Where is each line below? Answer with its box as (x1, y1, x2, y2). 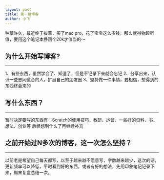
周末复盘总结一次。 (13, 169, 52, 175)
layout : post (5, 7, 32, 12)
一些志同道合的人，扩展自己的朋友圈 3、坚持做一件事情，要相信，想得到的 (9, 77, 159, 83)
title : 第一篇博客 (5, 12, 39, 17)
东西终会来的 (5, 83, 31, 89)
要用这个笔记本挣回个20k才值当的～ (13, 36, 86, 42)
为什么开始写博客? (5, 52, 60, 60)
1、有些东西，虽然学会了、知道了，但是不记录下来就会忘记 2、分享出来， (5, 70, 152, 76)
